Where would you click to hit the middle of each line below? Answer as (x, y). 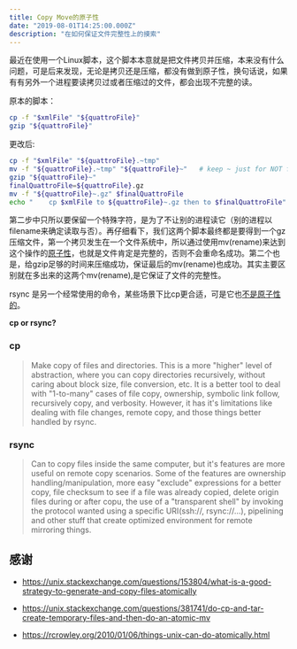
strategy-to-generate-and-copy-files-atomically (109, 591)
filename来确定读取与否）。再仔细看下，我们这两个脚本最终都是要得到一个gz (147, 231)
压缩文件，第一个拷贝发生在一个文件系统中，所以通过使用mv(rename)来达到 (147, 242)
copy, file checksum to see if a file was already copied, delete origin (155, 491)
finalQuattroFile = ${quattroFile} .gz (76, 185)
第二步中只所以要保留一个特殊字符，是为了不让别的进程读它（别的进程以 (141, 220)
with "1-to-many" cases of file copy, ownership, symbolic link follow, (155, 393)
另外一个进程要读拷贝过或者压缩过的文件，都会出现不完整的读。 (141, 82)
